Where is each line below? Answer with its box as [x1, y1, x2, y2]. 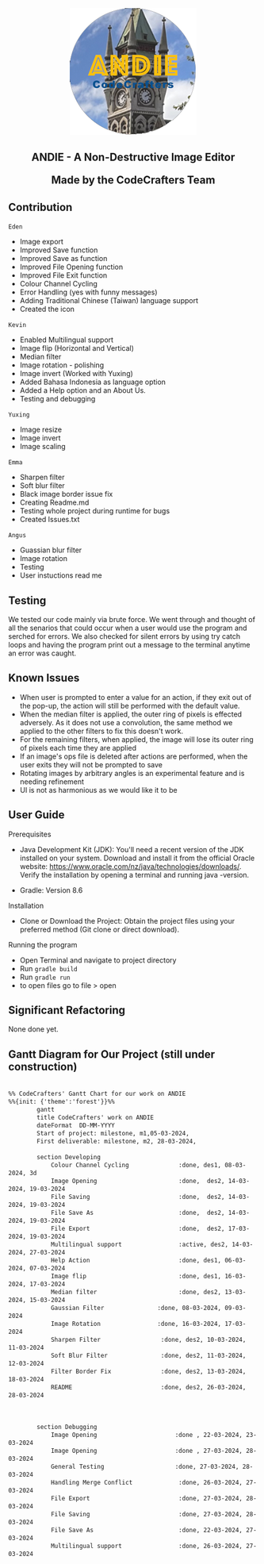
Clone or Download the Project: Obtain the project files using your [19, 916, 235, 925]
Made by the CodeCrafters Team [51, 174, 216, 187]
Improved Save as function [19, 254, 108, 263]
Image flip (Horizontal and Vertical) [19, 344, 135, 353]
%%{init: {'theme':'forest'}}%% [8, 1098, 115, 1106]
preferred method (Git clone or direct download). [19, 924, 180, 934]
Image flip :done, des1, [50, 1273, 222, 1281]
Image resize [19, 425, 63, 435]
